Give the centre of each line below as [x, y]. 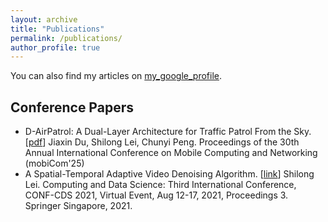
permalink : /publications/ [66, 38]
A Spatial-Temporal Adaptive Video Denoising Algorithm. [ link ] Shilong [169, 174]
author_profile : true [55, 47]
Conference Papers [72, 107]
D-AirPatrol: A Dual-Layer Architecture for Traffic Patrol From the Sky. [168, 132]
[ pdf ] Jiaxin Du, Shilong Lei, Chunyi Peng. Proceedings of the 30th [162, 142]
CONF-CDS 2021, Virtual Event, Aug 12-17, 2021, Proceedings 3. [156, 195]
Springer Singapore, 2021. [78, 206]
